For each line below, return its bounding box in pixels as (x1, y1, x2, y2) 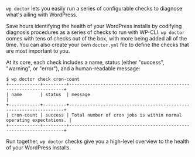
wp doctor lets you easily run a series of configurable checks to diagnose (6, 5, 183, 12)
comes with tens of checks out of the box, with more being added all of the (6, 35, 187, 42)
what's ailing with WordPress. (6, 11, 78, 18)
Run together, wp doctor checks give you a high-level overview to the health (6, 138, 189, 145)
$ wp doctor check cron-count (6, 76, 80, 82)
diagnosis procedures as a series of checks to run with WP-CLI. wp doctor (6, 29, 185, 36)
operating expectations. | (6, 117, 72, 123)
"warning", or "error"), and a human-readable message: (6, 65, 141, 72)
